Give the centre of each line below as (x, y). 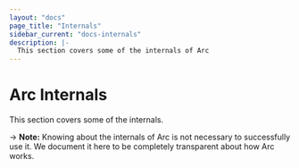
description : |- (39, 42)
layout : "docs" (37, 17)
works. (22, 156)
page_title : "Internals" (55, 26)
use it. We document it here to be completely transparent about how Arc (142, 147)
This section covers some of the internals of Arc (113, 51)
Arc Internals (58, 95)
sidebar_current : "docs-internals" (75, 34)
